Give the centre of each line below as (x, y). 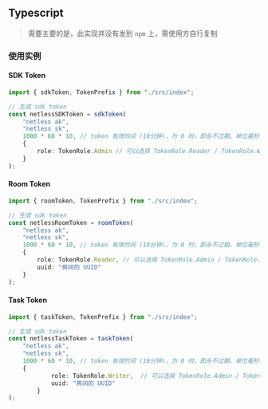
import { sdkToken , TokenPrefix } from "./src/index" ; (101, 92)
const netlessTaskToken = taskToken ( (71, 339)
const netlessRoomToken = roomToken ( (71, 222)
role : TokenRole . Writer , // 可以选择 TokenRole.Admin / (145, 376)
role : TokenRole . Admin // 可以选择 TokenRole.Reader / (127, 151)
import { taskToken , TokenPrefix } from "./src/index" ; (103, 317)
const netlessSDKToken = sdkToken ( (67, 114)
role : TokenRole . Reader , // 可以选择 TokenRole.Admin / (129, 260)
